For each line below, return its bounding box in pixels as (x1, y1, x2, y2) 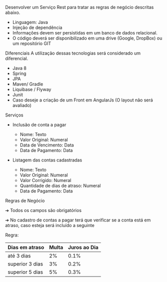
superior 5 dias (7, 268, 43, 275)
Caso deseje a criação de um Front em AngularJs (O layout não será (12, 97, 153, 103)
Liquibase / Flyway (12, 86, 51, 92)
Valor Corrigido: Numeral (19, 177, 71, 183)
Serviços (5, 112, 23, 118)
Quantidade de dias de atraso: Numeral (19, 182, 101, 188)
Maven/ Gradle (12, 81, 43, 87)
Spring (12, 70, 26, 76)
